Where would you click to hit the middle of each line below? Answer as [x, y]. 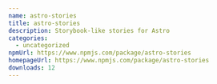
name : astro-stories [43, 16]
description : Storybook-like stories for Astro [89, 30]
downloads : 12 [32, 68]
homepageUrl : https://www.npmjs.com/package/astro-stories [109, 61]
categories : [28, 38]
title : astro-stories [44, 23]
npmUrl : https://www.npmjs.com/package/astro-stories [100, 53]
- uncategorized [42, 46]
